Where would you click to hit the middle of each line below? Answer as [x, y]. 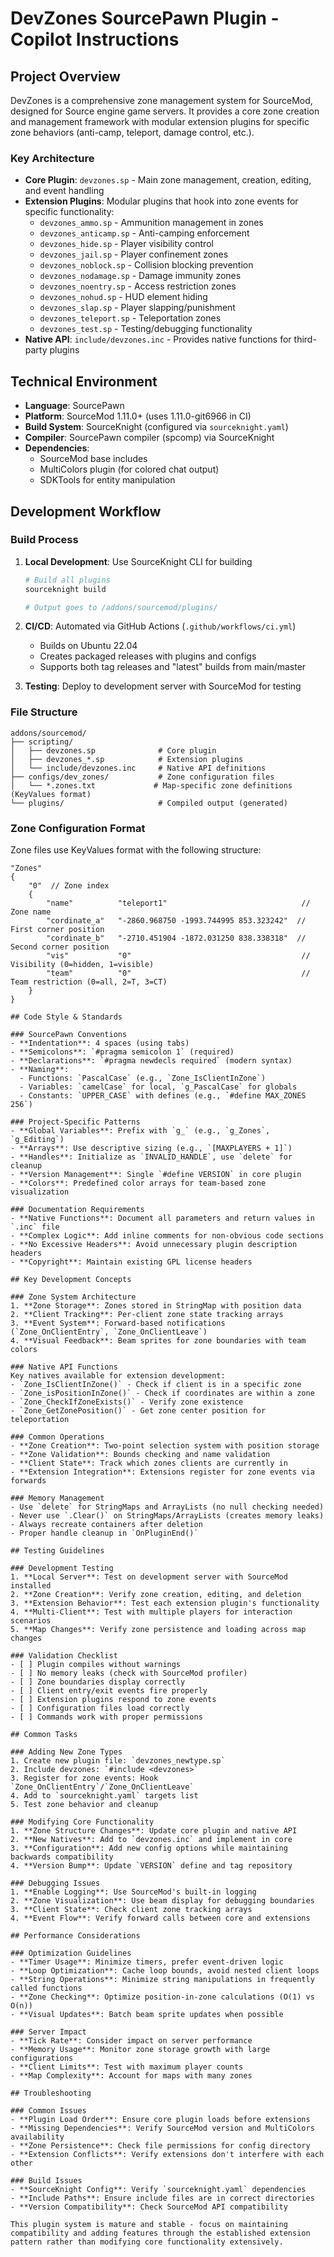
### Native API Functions [64, 1367]
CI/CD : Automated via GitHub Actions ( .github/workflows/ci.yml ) [160, 626]
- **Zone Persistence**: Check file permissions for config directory [160, 2146]
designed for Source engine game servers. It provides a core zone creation [165, 111]
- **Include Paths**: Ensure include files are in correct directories [162, 2198]
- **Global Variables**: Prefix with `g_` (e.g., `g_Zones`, [140, 1131]
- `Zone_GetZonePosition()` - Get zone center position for [138, 1411]
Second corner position [60, 947]
